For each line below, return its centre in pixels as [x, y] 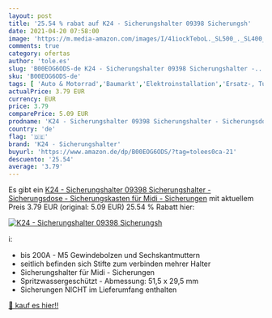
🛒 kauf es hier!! [34, 306]
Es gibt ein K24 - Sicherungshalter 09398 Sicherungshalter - [110, 190]
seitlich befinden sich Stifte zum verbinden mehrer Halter [115, 264]
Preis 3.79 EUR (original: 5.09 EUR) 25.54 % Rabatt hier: [102, 207]
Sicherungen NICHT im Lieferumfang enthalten [98, 290]
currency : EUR [32, 99]
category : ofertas [39, 54]
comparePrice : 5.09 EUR [49, 114]
